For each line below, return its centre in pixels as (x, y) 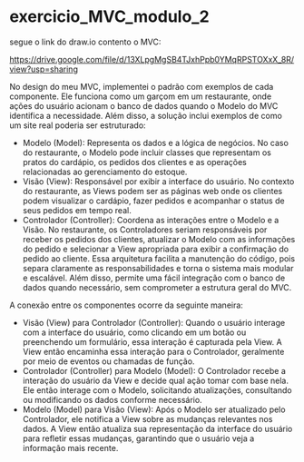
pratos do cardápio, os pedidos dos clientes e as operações (135, 162)
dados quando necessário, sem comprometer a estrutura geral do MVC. (157, 287)
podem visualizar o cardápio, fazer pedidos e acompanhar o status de (153, 201)
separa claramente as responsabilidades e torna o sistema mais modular (158, 268)
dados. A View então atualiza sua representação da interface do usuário (157, 428)
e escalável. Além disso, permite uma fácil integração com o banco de (154, 278)
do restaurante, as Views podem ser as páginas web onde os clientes (152, 191)
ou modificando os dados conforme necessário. (112, 399)
